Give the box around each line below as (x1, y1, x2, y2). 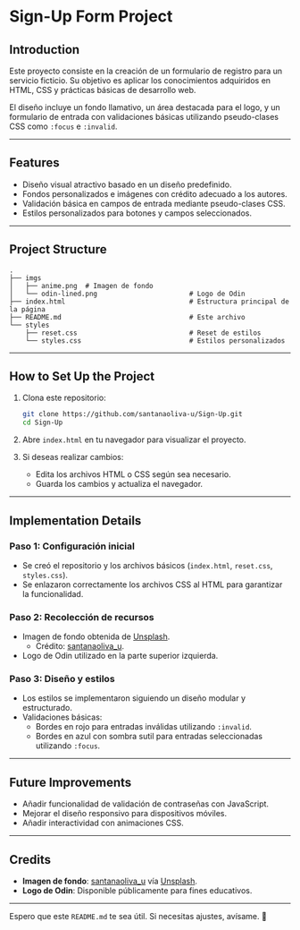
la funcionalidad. (21, 588, 84, 599)
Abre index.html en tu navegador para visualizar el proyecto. (21, 434, 247, 445)
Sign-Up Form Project (9, 6, 173, 27)
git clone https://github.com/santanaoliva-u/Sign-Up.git (21, 410, 243, 419)
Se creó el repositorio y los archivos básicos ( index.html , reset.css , (21, 559, 273, 570)
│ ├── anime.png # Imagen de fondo (9, 281, 154, 290)
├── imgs (9, 273, 42, 283)
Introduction (9, 42, 80, 57)
